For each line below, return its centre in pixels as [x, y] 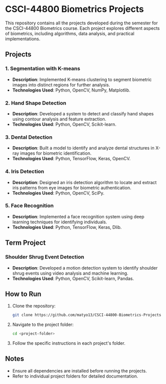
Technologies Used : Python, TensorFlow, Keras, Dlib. [67, 227]
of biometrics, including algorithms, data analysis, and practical [70, 33]
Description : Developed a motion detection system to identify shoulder [85, 268]
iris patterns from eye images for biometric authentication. [72, 188]
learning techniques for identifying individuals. [60, 222]
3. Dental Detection [29, 137]
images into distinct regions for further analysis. [61, 85]
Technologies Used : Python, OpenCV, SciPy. [58, 193]
